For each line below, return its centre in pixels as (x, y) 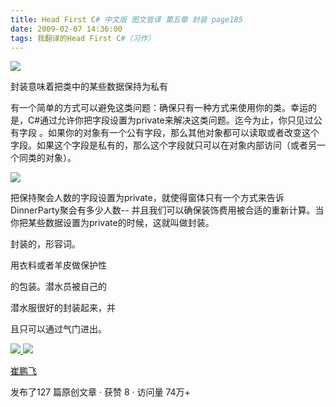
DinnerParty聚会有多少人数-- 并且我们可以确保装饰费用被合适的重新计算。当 (167, 210)
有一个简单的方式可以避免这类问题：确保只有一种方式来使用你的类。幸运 (159, 108)
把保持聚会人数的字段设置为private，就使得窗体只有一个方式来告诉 (147, 198)
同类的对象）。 (47, 158)
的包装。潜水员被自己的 (58, 287)
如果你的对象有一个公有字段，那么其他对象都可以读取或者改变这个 (183, 133)
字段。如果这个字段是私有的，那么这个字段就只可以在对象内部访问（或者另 (163, 145)
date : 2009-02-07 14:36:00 (66, 29)
